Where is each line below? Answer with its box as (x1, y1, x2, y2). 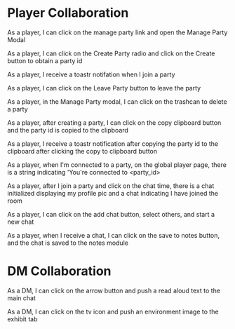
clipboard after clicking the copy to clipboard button (7, 147, 158, 155)
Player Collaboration (7, 5, 129, 21)
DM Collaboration (7, 263, 112, 279)
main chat (7, 293, 36, 302)
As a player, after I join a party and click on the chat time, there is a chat (7, 181, 215, 190)
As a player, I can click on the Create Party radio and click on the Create (7, 49, 215, 58)
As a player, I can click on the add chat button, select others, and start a (7, 210, 215, 218)
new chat (7, 217, 34, 226)
